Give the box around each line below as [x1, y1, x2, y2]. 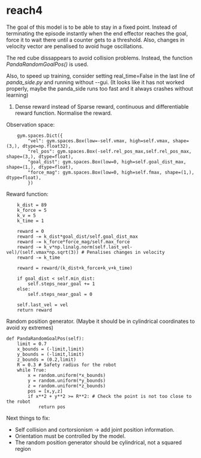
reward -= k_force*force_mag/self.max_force [17, 238, 130, 245]
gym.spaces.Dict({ [17, 133, 63, 139]
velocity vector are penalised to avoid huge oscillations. [6, 43, 144, 50]
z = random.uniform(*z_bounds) [28, 382, 106, 389]
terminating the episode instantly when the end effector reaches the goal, [6, 29, 188, 37]
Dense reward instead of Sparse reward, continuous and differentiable [14, 103, 189, 110]
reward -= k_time [17, 255, 61, 261]
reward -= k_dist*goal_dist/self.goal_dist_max [17, 234, 138, 240]
